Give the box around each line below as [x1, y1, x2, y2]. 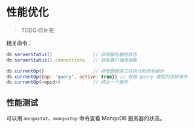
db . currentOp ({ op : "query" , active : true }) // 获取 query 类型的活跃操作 [6, 74, 188, 80]
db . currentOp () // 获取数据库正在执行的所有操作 [6, 68, 164, 74]
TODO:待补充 [21, 27, 54, 34]
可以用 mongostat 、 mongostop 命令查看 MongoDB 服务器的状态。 [6, 115, 166, 122]
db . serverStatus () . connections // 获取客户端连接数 [6, 57, 137, 63]
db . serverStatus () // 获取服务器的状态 [6, 51, 137, 57]
